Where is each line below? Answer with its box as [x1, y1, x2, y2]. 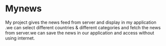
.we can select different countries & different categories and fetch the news [5, 24, 161, 30]
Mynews [5, 3, 42, 14]
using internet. [5, 35, 35, 41]
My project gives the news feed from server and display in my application [5, 19, 156, 25]
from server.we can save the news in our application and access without [5, 30, 154, 36]
